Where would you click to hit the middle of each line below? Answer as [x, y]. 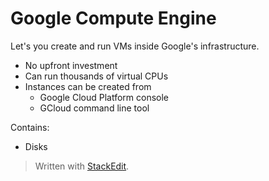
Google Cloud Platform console [104, 97]
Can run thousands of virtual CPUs [96, 76]
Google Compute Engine [113, 18]
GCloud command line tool [94, 108]
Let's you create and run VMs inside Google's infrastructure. [135, 46]
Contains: [30, 127]
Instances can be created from [88, 86]
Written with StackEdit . [82, 166]
